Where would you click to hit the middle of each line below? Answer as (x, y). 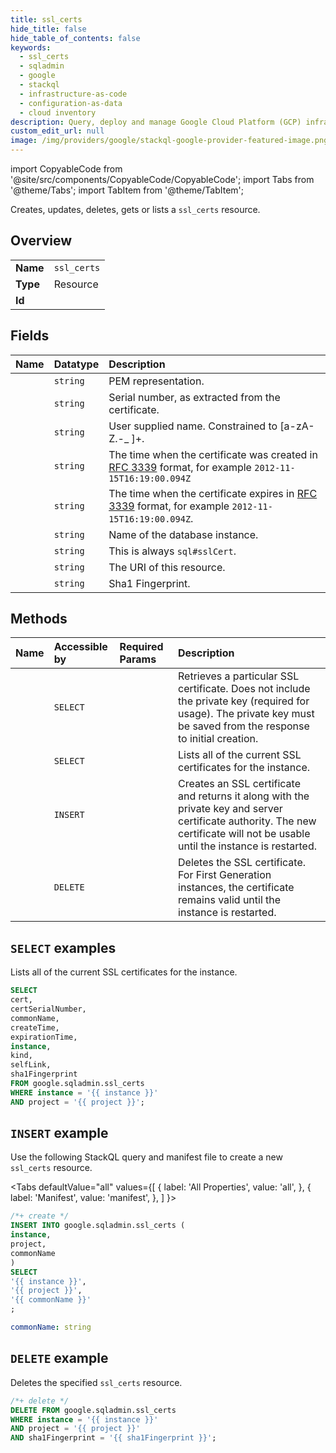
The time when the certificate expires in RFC (213, 493)
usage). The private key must (246, 714)
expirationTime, (44, 1037)
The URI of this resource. (167, 567)
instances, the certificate (236, 888)
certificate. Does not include (244, 689)
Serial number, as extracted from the (194, 397)
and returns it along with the (244, 796)
